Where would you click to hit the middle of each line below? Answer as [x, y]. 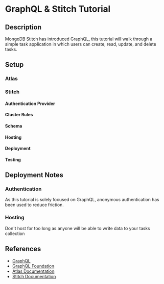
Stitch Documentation [34, 276]
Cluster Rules [19, 115]
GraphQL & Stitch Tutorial [58, 9]
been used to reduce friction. [35, 205]
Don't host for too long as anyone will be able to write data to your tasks [78, 228]
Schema [14, 126]
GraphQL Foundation [33, 266]
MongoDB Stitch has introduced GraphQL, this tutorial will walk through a [79, 39]
